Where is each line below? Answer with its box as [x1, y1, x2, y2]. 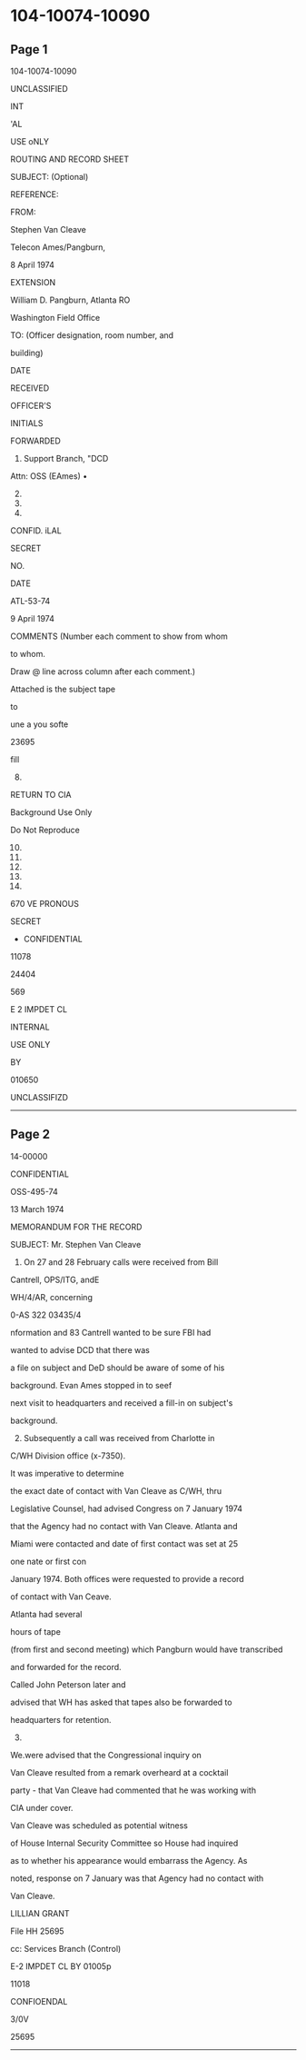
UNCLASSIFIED [10, 84, 69, 94]
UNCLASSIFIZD [10, 1092, 69, 1102]
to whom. [10, 649, 46, 659]
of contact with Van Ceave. [10, 1591, 112, 1602]
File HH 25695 [10, 1926, 64, 1936]
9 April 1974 [10, 613, 55, 623]
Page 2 [10, 1127, 51, 1142]
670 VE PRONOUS [10, 899, 80, 909]
